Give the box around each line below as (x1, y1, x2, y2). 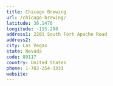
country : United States (6, 59, 67, 65)
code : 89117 (6, 54, 36, 60)
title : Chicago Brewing (6, 8, 67, 15)
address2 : (6, 37, 32, 43)
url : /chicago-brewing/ (6, 15, 67, 21)
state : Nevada (6, 48, 43, 55)
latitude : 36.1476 (6, 20, 53, 26)
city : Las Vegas (6, 43, 47, 49)
